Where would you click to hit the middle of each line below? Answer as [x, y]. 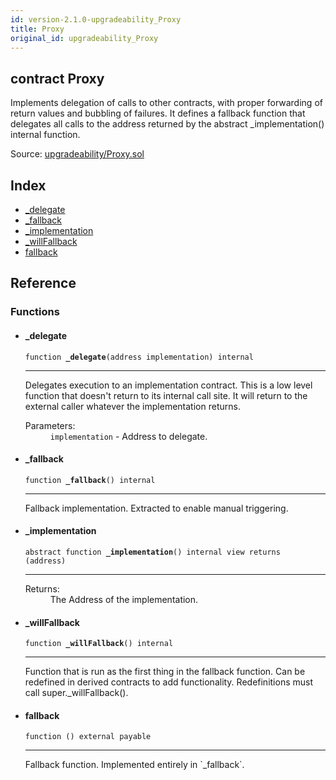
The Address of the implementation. [124, 599]
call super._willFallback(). [76, 693]
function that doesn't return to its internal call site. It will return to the [166, 395]
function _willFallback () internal [99, 644]
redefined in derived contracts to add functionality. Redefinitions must [169, 682]
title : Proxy [37, 29]
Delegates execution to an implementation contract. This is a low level [168, 385]
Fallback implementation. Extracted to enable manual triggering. [156, 508]
